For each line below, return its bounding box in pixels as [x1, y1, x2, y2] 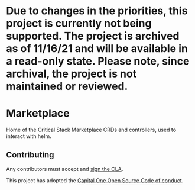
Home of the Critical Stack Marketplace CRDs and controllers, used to [6, 126, 176, 134]
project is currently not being [6, 17, 152, 30]
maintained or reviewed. [6, 80, 128, 93]
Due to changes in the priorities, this [6, 4, 188, 18]
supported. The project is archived [6, 30, 180, 43]
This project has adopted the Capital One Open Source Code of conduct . [6, 176, 184, 184]
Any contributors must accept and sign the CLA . [6, 165, 123, 172]
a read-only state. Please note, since [6, 54, 190, 68]
